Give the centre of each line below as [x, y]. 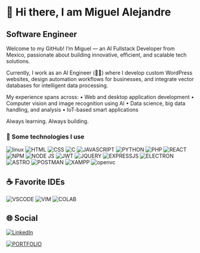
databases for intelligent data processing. [57, 85]
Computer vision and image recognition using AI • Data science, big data [96, 103]
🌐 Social [22, 218]
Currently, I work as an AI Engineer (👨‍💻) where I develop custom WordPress [99, 73]
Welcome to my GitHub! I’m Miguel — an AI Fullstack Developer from [90, 48]
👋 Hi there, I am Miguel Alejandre [89, 12]
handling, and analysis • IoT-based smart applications [72, 109]
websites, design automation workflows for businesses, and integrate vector [100, 79]
